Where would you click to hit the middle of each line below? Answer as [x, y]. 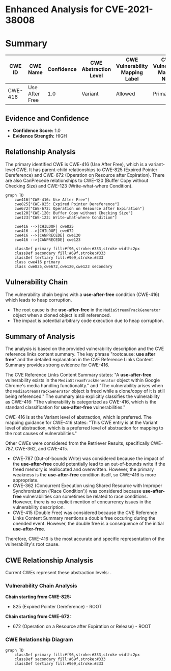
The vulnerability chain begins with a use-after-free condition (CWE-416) [82, 294]
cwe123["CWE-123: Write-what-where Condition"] [66, 218]
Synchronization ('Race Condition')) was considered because [77, 491]
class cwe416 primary [37, 262]
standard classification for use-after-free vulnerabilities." [65, 407]
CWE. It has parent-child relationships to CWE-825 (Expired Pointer [87, 170]
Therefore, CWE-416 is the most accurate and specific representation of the [85, 539]
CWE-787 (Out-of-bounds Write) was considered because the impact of [88, 459]
